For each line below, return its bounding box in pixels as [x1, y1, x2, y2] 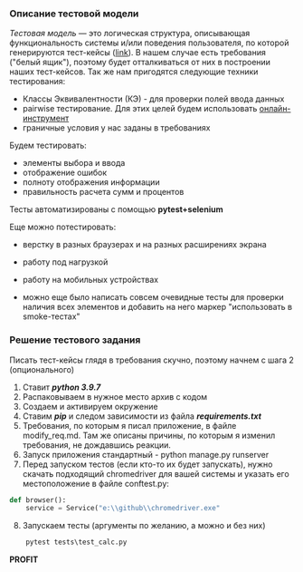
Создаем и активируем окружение [22, 401, 158, 412]
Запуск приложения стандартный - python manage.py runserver [22, 449, 270, 460]
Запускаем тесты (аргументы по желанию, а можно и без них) [22, 520, 266, 531]
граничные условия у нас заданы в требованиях [22, 122, 211, 133]
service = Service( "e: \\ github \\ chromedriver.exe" [25, 504, 221, 513]
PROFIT [9, 554, 39, 565]
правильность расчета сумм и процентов [22, 187, 185, 198]
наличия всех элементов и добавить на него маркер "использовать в [22, 302, 292, 313]
